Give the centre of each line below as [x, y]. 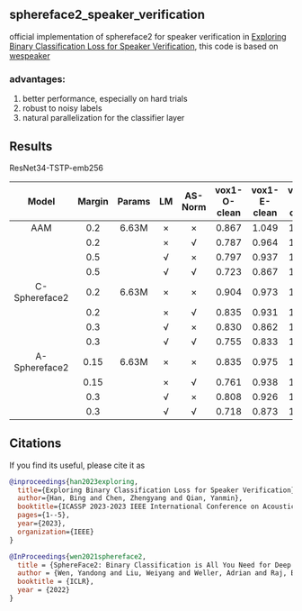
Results [31, 146]
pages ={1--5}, [44, 515]
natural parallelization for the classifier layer [103, 118]
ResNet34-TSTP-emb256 [57, 168]
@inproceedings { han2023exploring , [74, 481]
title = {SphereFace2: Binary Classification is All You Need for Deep [155, 565]
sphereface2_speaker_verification [107, 15]
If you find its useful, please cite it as [77, 465]
